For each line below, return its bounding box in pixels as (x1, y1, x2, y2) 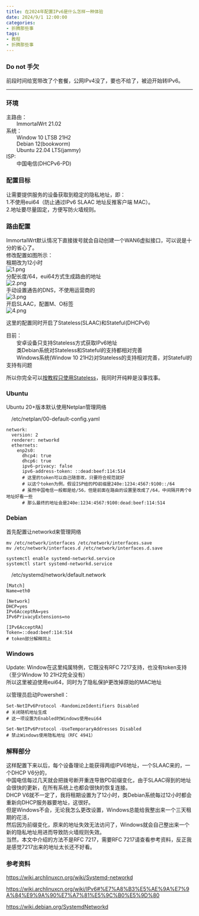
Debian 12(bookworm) (17, 140, 71, 147)
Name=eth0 (6, 587, 31, 594)
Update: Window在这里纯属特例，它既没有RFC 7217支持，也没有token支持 (6, 664, 187, 671)
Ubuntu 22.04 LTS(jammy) (17, 147, 81, 154)
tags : (6, 31, 20, 37)
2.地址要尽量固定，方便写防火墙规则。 (6, 206, 99, 213)
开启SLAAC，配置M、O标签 (6, 301, 74, 308)
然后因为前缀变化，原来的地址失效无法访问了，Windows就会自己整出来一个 (6, 821, 190, 829)
